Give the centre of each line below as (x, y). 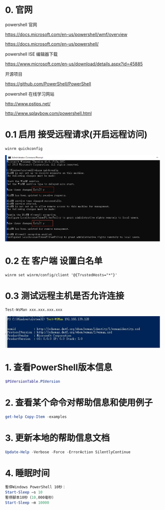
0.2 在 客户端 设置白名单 (54, 261)
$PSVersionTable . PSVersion (33, 381)
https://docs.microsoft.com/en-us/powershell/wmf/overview (66, 34)
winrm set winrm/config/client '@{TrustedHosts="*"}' (61, 275)
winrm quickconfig (24, 148)
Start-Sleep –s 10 (24, 492)
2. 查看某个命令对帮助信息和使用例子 (79, 403)
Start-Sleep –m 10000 (27, 503)
